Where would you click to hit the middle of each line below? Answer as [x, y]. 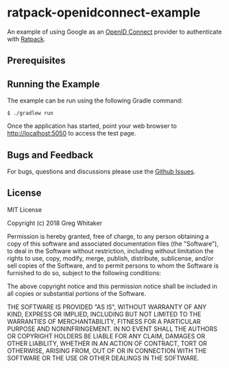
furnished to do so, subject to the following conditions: [84, 272]
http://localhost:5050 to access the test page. [72, 133]
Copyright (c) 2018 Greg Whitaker [55, 223]
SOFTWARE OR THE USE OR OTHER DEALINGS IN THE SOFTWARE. [103, 358]
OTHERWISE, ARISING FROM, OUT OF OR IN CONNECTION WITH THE [107, 350]
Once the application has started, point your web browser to [92, 126]
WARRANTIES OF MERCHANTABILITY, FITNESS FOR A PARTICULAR [104, 321]
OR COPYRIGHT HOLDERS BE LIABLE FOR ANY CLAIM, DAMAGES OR [106, 336]
